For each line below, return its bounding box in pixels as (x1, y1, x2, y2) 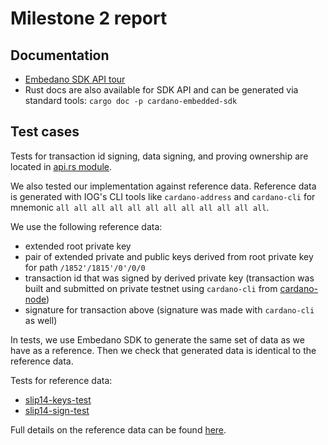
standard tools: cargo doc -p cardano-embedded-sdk (24, 95, 238, 106)
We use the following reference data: (10, 220, 163, 232)
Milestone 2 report (10, 7, 168, 30)
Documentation (10, 47, 110, 64)
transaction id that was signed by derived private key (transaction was (24, 272, 315, 284)
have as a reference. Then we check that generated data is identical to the (10, 344, 317, 356)
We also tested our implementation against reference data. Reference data (10, 180, 317, 192)
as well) (24, 314, 58, 326)
